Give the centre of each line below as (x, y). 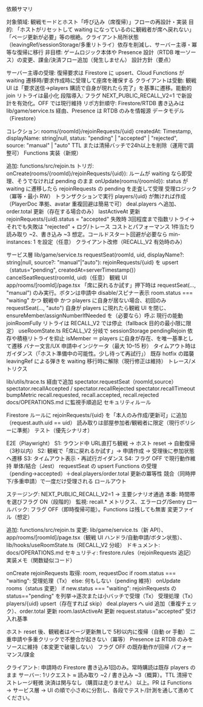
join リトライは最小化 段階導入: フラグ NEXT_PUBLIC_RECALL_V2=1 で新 (97, 95)
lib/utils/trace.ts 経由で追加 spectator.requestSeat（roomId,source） (92, 381)
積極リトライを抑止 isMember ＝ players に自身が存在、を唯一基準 (100, 338)
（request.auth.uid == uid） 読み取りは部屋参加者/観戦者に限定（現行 (93, 422)
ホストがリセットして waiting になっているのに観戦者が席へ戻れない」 (107, 29)
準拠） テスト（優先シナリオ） (55, 430)
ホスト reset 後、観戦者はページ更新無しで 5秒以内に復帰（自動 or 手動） (98, 632)
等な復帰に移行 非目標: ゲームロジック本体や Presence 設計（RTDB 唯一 (96, 52)
